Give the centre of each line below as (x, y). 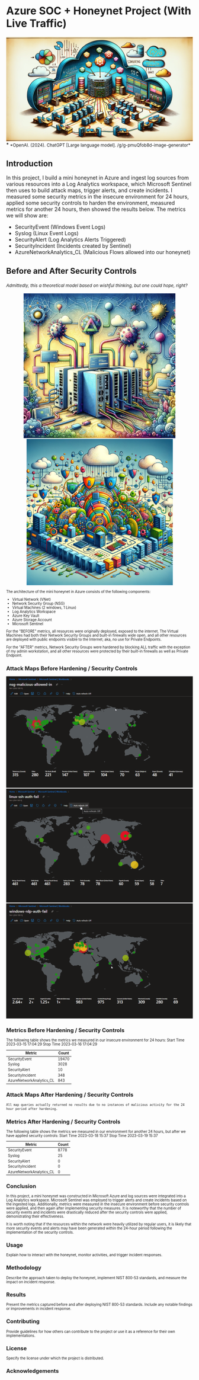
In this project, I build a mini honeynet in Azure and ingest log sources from (98, 178)
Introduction (30, 163)
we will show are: (27, 216)
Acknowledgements (33, 1371)
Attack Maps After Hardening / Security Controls (70, 1095)
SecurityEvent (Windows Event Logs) (60, 227)
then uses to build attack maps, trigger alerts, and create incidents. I (89, 190)
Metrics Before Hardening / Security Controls (65, 1030)
